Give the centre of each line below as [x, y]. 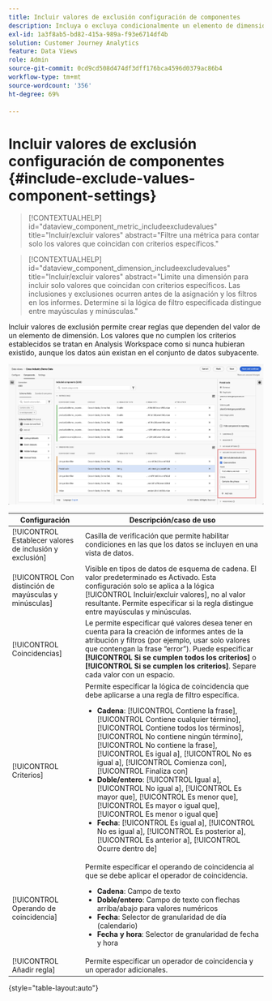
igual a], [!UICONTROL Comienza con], [161, 762]
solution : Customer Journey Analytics [74, 43]
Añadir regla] [34, 970]
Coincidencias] [37, 653]
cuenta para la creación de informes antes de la [164, 632]
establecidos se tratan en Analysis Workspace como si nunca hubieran [127, 344]
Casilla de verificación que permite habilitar [157, 536]
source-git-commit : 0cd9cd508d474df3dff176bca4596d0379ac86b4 [115, 69]
